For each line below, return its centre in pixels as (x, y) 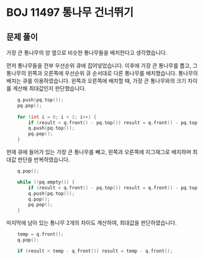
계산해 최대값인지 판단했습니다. (49, 88)
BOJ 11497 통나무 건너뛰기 (70, 12)
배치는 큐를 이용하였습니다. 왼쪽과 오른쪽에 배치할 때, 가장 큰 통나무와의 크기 (97, 81)
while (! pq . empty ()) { (46, 182)
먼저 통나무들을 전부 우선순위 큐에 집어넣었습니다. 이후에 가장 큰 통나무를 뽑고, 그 (102, 65)
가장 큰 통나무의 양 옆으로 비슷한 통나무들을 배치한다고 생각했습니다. (87, 53)
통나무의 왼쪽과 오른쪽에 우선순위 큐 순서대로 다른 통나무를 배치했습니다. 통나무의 (102, 73)
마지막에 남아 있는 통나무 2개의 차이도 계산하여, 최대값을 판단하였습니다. (92, 223)
